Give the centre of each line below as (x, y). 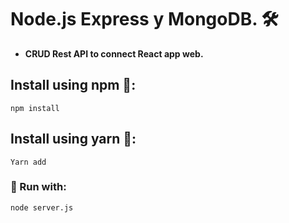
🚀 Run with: (38, 187)
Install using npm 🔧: (73, 85)
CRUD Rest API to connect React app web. (114, 53)
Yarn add (28, 162)
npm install (35, 108)
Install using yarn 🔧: (73, 139)
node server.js (42, 207)
